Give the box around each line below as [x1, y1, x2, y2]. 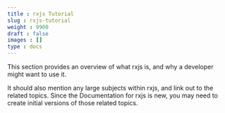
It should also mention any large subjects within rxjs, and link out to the [7, 84, 214, 92]
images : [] [7, 37, 42, 44]
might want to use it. [7, 70, 67, 78]
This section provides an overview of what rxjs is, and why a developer [7, 63, 214, 71]
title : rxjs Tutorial [7, 10, 74, 18]
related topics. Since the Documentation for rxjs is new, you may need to [7, 91, 219, 100]
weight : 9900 [7, 23, 49, 30]
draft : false [7, 30, 49, 37]
